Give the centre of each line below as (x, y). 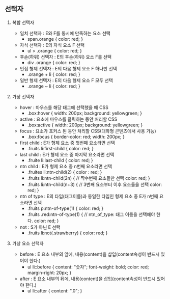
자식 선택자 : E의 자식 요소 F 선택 (52, 45)
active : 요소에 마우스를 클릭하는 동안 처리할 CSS (68, 119)
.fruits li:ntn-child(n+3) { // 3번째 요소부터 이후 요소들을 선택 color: (95, 184)
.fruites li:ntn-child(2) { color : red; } (65, 172)
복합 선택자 (23, 22)
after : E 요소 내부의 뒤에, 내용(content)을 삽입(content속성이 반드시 (88, 279)
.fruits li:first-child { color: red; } (60, 148)
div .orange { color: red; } (54, 62)
